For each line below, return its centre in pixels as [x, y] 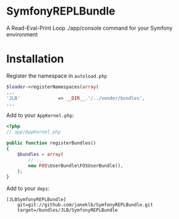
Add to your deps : [28, 189]
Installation [35, 59]
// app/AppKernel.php [34, 132]
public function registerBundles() [51, 143]
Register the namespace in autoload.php [57, 76]
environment [22, 34]
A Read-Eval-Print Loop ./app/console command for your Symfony [89, 28]
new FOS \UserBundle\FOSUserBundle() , [76, 166]
